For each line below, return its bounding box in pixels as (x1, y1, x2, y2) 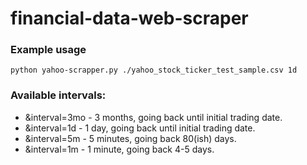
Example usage (10, 43, 87, 57)
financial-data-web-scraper (10, 7, 249, 30)
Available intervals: (10, 88, 107, 102)
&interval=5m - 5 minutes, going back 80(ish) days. (24, 132, 237, 144)
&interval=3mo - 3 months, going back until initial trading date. (24, 111, 283, 123)
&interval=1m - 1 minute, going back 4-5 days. (24, 143, 215, 155)
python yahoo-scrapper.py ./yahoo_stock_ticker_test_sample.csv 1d (10, 65, 298, 76)
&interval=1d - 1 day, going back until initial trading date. (24, 122, 256, 134)
